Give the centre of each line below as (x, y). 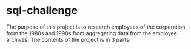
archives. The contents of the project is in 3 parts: (69, 39)
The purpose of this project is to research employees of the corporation (96, 27)
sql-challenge (42, 10)
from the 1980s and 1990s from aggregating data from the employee (92, 33)
